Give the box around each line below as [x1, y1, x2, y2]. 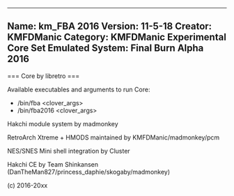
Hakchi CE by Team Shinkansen [7, 160, 99, 168]
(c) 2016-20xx [7, 181, 48, 189]
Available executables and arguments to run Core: [7, 85, 150, 93]
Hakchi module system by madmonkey [7, 119, 118, 128]
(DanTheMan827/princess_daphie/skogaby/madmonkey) [7, 167, 171, 176]
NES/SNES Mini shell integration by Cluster [7, 146, 130, 155]
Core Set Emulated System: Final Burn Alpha [7, 43, 204, 54]
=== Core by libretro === [7, 71, 80, 80]
